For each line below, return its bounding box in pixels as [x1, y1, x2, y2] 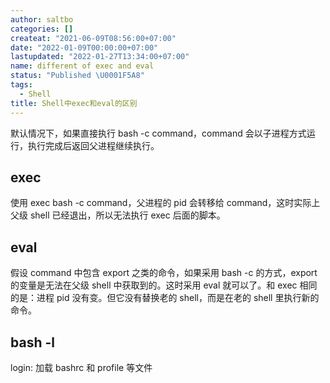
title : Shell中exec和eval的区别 [10, 98, 138, 108]
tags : [10, 80, 33, 90]
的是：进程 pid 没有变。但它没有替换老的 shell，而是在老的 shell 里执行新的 [10, 292, 320, 304]
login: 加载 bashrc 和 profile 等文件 [10, 361, 153, 373]
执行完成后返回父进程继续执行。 [27, 139, 160, 151]
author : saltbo [10, 14, 74, 25]
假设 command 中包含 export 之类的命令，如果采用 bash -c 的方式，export [10, 267, 318, 279]
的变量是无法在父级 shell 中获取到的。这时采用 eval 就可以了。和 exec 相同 [10, 279, 318, 291]
